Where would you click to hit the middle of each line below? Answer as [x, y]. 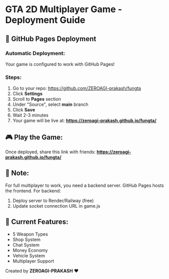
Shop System [27, 240]
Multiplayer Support [33, 261]
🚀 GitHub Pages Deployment [51, 39]
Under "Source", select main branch [50, 104]
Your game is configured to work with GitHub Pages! [60, 64]
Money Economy [30, 250]
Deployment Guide [45, 20]
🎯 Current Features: [37, 222]
